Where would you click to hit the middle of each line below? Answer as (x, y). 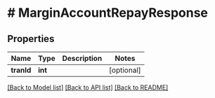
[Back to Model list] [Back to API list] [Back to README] (88, 87)
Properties (31, 39)
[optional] (125, 70)
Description (82, 58)
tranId (21, 70)
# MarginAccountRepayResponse (108, 13)
